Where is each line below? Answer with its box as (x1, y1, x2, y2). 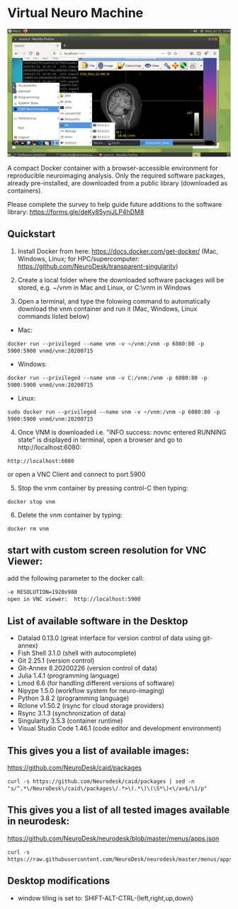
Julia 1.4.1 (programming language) (17, 671, 120, 680)
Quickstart (7, 228, 56, 240)
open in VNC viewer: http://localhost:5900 (7, 596, 141, 603)
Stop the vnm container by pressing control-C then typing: (17, 484, 188, 492)
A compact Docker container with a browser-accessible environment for (7, 164, 218, 172)
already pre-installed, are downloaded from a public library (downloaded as (7, 178, 228, 187)
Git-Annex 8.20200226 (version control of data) (17, 664, 158, 673)
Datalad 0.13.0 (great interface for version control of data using (17, 634, 201, 642)
